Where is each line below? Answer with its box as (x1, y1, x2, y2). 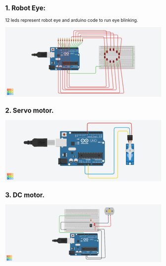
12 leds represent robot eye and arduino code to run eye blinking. (5, 17, 138, 23)
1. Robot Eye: (5, 4, 46, 12)
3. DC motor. (5, 191, 45, 200)
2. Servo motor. (5, 106, 54, 115)
